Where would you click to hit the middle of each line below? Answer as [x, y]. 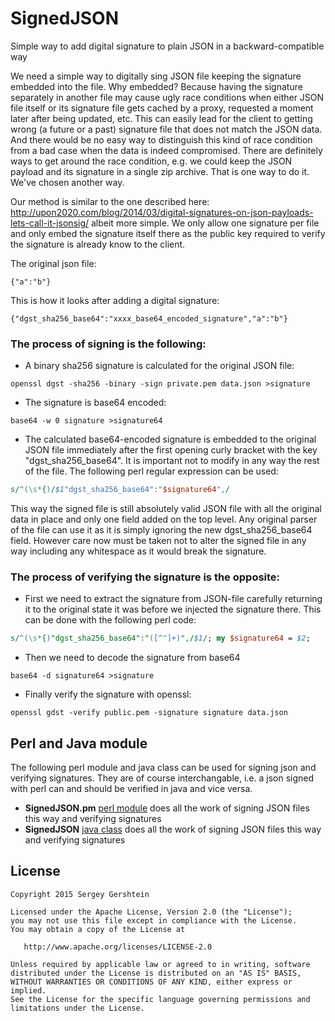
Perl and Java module [79, 743]
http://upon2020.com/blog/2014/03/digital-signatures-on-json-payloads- [162, 212]
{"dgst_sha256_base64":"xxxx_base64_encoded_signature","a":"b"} [149, 318]
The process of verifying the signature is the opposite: [145, 577]
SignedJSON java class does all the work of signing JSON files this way [173, 829]
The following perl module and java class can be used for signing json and [163, 768]
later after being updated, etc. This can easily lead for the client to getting [161, 118]
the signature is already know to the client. [98, 244]
